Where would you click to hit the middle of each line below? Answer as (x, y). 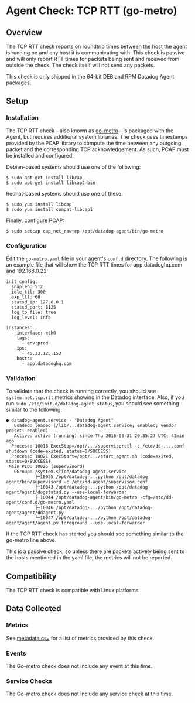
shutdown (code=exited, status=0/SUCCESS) (59, 451)
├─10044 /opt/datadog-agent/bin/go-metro (86, 497)
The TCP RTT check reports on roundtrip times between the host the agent (97, 46)
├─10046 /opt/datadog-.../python (76, 508)
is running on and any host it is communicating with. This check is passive (95, 53)
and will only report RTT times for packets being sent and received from (93, 59)
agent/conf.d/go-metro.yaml (40, 503)
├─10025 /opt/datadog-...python (74, 477)
